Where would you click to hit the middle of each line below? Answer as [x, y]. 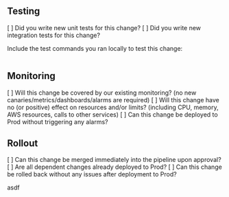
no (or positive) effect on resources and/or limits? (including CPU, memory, [113, 107]
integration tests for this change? [54, 35]
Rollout [23, 143]
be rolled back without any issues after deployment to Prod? [92, 174]
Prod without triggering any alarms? [58, 121]
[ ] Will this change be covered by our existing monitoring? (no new [102, 93]
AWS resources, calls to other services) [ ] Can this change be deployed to [112, 114]
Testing [24, 11]
